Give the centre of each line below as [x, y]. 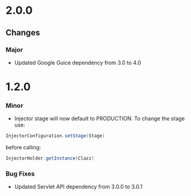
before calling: [23, 147]
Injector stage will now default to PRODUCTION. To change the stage [99, 119]
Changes [23, 33]
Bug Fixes [20, 174]
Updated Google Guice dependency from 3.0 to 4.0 [78, 62]
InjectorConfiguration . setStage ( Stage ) [55, 136]
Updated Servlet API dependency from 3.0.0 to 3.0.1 [78, 187]
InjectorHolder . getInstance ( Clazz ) [50, 159]
